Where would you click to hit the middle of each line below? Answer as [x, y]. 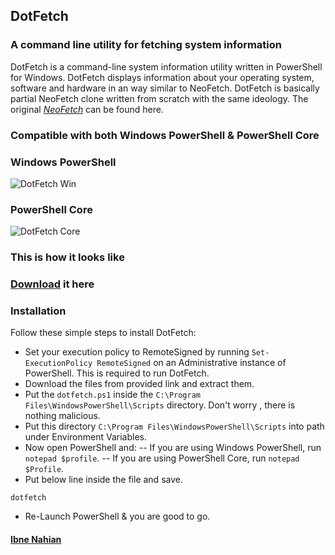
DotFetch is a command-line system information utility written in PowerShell [166, 66]
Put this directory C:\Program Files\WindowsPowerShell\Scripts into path [174, 426]
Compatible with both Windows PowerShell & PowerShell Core [165, 135]
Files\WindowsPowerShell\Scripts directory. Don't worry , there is [160, 405]
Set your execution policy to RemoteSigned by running [137, 352]
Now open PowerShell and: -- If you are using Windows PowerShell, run [173, 448]
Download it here [52, 284]
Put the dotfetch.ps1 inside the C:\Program [113, 395]
